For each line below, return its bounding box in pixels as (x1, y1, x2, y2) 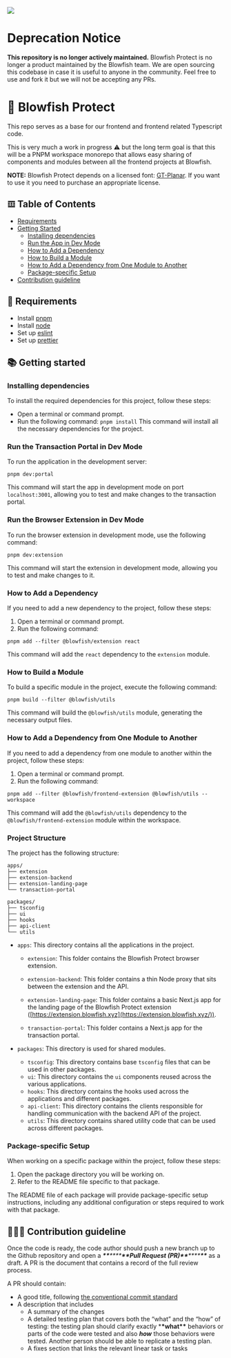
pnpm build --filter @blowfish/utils (7, 697, 116, 704)
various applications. (27, 1079, 87, 1088)
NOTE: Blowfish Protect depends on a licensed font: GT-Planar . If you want (7, 171, 221, 179)
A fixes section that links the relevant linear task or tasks (27, 1344, 188, 1352)
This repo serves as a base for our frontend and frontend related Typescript (7, 122, 223, 131)
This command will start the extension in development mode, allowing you (7, 563, 218, 572)
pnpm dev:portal (7, 471, 54, 478)
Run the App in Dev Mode (27, 238, 101, 247)
